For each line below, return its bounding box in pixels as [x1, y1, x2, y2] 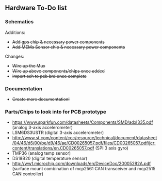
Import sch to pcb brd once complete [12, 73, 87, 79]
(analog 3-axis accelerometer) [12, 125, 73, 131]
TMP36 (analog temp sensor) [12, 150, 71, 156]
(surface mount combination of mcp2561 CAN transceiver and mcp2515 [12, 166, 156, 172]
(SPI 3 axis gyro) [95, 145, 129, 151]
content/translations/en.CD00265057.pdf [12, 145, 95, 151]
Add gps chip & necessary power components [12, 39, 105, 45]
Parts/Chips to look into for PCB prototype [5, 108, 107, 115]
